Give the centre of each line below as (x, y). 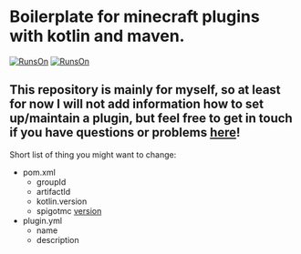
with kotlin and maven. (97, 36)
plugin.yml (42, 220)
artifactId (53, 191)
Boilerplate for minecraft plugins (135, 17)
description (57, 239)
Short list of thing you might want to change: (93, 154)
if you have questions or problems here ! (125, 132)
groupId (51, 182)
